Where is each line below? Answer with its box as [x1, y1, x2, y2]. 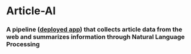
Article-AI [6, 4, 56, 18]
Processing [6, 40, 40, 49]
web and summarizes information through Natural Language [6, 33, 185, 41]
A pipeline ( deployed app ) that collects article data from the [6, 26, 183, 34]
